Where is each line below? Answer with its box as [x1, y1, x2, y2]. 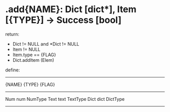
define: [5, 67, 20, 73]
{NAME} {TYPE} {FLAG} [5, 81, 55, 87]
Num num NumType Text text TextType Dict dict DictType [5, 96, 125, 102]
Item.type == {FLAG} [12, 52, 57, 58]
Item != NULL [12, 46, 40, 52]
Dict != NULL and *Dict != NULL [12, 41, 79, 47]
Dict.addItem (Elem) [12, 57, 55, 63]
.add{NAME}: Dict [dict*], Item [5, 4, 137, 15]
